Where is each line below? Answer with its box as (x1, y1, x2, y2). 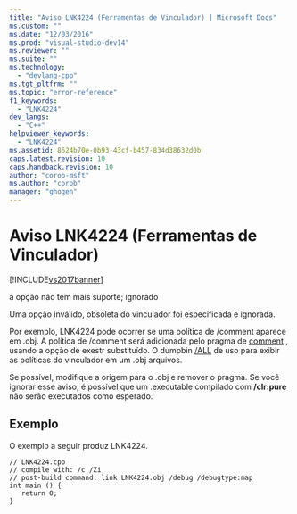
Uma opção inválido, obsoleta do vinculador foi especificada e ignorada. (9, 309, 276, 319)
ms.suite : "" (9, 54, 58, 63)
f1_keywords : (9, 95, 58, 105)
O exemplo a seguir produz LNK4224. (9, 440, 149, 451)
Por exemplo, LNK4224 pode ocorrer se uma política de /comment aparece (9, 326, 287, 336)
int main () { (9, 481, 62, 490)
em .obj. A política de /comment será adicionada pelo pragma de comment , (9, 336, 288, 346)
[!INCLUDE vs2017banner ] (9, 274, 104, 285)
